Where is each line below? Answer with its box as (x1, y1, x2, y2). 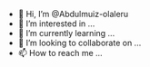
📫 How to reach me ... (17, 48, 103, 58)
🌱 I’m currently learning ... (17, 28, 115, 38)
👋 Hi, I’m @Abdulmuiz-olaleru (17, 9, 129, 19)
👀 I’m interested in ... (17, 18, 95, 29)
